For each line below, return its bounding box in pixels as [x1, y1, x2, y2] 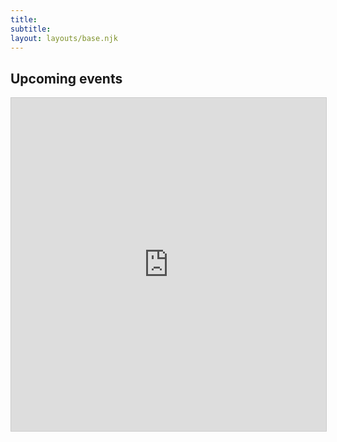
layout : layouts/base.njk [10, 33, 118, 43]
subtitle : [10, 24, 52, 34]
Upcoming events [10, 70, 123, 87]
